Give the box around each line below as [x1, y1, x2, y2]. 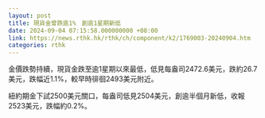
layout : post [8, 11, 52, 20]
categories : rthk [8, 41, 66, 49]
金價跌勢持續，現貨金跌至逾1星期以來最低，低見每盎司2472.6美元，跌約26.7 [8, 65, 258, 74]
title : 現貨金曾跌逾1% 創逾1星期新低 [8, 19, 122, 27]
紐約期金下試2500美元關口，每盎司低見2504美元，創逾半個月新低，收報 [8, 91, 245, 100]
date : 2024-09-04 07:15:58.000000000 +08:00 [8, 26, 158, 34]
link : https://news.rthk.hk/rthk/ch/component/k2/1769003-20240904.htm [8, 33, 251, 42]
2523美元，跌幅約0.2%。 [8, 101, 92, 111]
